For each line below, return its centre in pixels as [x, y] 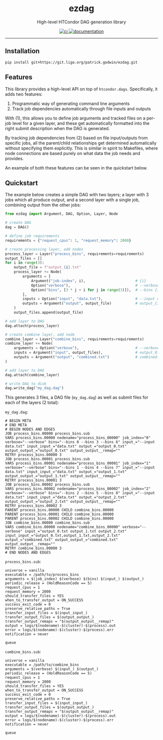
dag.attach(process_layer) [32, 326]
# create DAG [18, 223]
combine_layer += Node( [29, 344]
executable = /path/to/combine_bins [42, 665]
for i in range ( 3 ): [25, 263]
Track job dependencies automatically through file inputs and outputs [81, 109]
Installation [22, 51]
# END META [16, 425]
